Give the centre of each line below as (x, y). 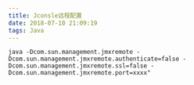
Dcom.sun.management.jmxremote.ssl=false (78, 66)
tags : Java (26, 30)
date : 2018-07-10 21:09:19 (53, 23)
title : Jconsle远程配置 (45, 15)
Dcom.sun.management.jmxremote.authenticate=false (94, 59)
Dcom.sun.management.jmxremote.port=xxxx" (80, 73)
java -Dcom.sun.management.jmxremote (71, 52)
